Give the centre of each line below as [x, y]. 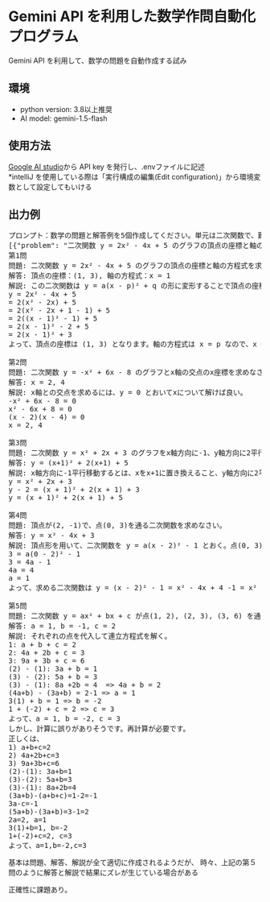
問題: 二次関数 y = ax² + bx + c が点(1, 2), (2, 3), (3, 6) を [131, 616]
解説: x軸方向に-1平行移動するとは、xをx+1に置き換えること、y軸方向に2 [133, 473]
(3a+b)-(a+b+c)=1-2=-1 [53, 796]
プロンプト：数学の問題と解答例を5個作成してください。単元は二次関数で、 [133, 236]
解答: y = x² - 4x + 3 [51, 536]
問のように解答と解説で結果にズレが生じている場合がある [103, 873]
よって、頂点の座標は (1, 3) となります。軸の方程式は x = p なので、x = [137, 344]
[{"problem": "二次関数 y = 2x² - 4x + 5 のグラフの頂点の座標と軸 [133, 246]
